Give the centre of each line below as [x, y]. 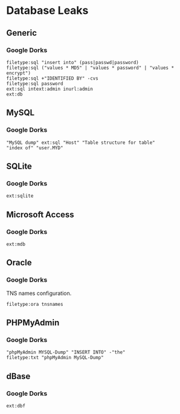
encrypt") [19, 73]
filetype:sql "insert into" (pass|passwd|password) [72, 62]
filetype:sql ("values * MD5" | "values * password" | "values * [90, 68]
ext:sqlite [20, 196]
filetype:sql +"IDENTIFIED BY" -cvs [52, 78]
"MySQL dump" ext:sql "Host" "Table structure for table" [81, 143]
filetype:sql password [35, 83]
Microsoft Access [40, 214]
